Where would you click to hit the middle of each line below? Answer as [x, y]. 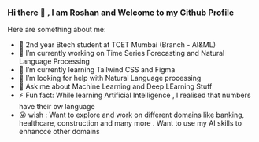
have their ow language [57, 107]
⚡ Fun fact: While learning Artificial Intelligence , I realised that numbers [135, 95]
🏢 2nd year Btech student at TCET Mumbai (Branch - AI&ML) [117, 45]
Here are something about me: [57, 30]
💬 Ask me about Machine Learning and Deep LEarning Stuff [115, 86]
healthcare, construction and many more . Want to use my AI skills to [130, 123]
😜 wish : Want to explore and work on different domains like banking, [131, 115]
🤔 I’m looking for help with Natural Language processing [110, 78]
